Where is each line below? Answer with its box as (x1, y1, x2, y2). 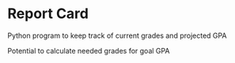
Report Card (7, 5, 89, 23)
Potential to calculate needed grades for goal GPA (7, 46, 170, 55)
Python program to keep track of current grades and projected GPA (7, 31, 227, 40)
